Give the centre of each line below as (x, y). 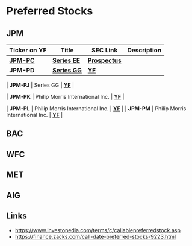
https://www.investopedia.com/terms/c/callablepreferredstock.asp (98, 230)
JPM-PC (22, 60)
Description (144, 50)
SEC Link (104, 50)
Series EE (66, 60)
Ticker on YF (28, 50)
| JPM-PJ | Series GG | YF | (40, 85)
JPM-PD (22, 70)
